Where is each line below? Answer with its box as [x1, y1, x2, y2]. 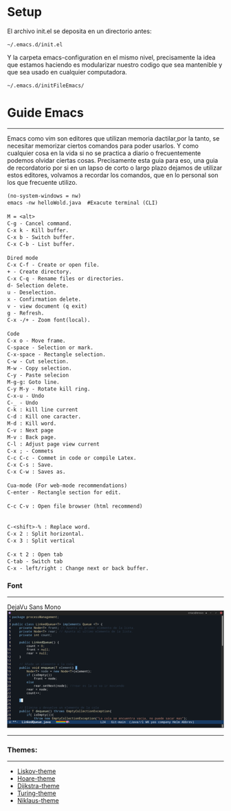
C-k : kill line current [7, 406, 78, 413]
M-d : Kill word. [7, 420, 57, 427]
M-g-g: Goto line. [7, 379, 60, 386]
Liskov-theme [16, 767, 56, 776]
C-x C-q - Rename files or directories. [7, 275, 125, 282]
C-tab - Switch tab [7, 558, 63, 565]
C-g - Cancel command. [7, 220, 72, 227]
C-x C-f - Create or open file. [7, 261, 100, 268]
